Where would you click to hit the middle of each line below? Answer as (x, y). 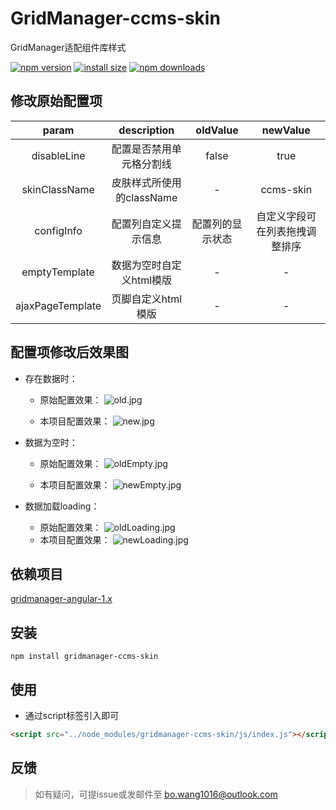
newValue (286, 130)
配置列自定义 (141, 224)
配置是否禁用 (141, 149)
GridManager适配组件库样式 (68, 47)
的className (146, 197)
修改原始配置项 (56, 101)
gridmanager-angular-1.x (61, 599)
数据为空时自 (141, 265)
